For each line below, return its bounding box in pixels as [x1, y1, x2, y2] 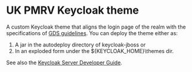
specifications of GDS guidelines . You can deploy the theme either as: [6, 29, 178, 36]
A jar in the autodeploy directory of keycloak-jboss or [14, 41, 146, 48]
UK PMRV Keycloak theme [6, 4, 139, 17]
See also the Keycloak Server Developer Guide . [6, 59, 122, 66]
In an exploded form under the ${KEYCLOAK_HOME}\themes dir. [14, 47, 174, 54]
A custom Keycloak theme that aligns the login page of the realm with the [6, 23, 186, 30]
